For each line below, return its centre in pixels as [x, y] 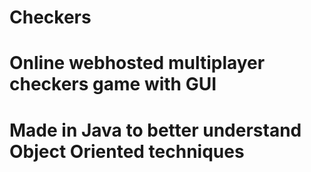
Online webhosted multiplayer [137, 63]
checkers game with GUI [113, 84]
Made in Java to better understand [155, 130]
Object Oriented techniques [127, 151]
